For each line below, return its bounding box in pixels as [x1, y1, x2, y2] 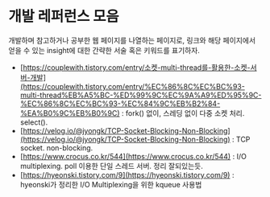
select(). [19, 117, 48, 127]
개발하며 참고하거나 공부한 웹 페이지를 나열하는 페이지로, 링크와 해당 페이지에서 [8, 35, 256, 45]
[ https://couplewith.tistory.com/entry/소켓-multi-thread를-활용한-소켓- [19, 62, 251, 72]
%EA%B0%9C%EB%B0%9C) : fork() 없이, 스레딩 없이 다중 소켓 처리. [19, 108, 245, 117]
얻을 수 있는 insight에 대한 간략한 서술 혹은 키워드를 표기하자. [8, 45, 200, 55]
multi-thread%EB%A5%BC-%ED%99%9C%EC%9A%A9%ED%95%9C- [19, 90, 262, 100]
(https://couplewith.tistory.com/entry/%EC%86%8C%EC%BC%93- [19, 81, 246, 91]
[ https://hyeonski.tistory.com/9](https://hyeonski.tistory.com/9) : [19, 170, 235, 179]
